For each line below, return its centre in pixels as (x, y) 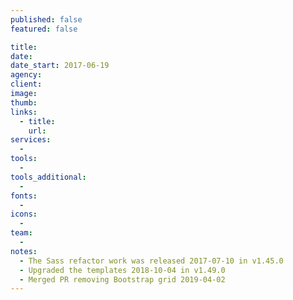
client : (26, 84)
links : (24, 112)
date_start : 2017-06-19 (60, 66)
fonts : (24, 196)
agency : (26, 75)
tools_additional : (48, 177)
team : (21, 233)
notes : (24, 251)
